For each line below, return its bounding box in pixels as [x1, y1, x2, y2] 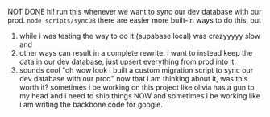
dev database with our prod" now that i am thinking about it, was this [19, 74, 248, 83]
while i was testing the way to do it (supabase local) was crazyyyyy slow [19, 31, 261, 40]
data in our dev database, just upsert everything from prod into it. [19, 56, 237, 66]
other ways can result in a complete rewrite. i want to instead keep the [19, 48, 253, 57]
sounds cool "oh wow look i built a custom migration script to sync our [19, 65, 254, 75]
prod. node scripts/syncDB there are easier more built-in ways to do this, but [7, 15, 262, 25]
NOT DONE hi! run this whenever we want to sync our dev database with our [7, 7, 262, 16]
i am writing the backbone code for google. [19, 100, 163, 109]
